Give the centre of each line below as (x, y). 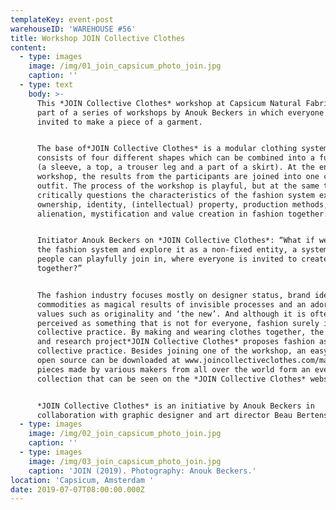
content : (28, 47)
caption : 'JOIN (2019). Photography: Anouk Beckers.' (142, 471)
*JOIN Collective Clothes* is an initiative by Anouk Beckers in (175, 406)
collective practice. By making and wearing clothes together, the (180, 332)
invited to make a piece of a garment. (119, 122)
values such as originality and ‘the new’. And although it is (171, 314)
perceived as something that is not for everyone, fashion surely (178, 323)
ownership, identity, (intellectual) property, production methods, (182, 204)
